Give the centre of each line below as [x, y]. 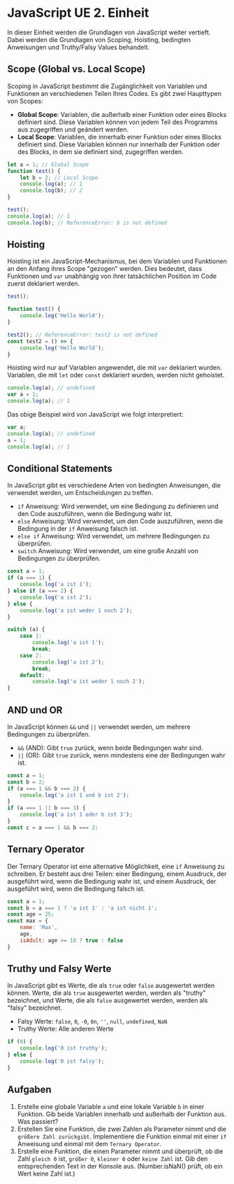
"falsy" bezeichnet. [35, 1008]
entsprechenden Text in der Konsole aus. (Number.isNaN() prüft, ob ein [120, 1166]
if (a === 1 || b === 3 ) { [46, 808]
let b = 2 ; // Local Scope [59, 177]
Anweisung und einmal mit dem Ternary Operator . [89, 1143]
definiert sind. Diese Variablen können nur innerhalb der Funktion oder [118, 144]
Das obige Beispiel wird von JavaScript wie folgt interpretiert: [95, 415]
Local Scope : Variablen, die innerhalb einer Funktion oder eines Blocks [119, 137]
